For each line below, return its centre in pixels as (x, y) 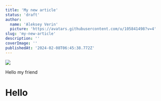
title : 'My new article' (32, 10)
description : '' (22, 39)
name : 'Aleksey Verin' (34, 24)
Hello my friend (21, 72)
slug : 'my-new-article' (31, 34)
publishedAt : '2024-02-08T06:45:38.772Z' (50, 48)
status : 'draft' (22, 15)
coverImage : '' (21, 43)
